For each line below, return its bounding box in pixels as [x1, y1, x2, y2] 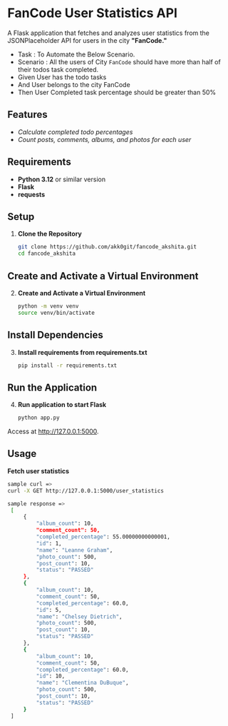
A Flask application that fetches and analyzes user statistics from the [7, 29, 210, 37]
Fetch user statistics [7, 466, 70, 475]
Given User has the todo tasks [17, 73, 107, 81]
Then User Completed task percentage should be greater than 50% [17, 88, 217, 96]
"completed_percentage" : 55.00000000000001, [36, 533, 171, 540]
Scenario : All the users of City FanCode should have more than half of [17, 57, 221, 66]
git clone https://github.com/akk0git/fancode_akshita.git [17, 243, 197, 251]
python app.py [17, 414, 60, 422]
